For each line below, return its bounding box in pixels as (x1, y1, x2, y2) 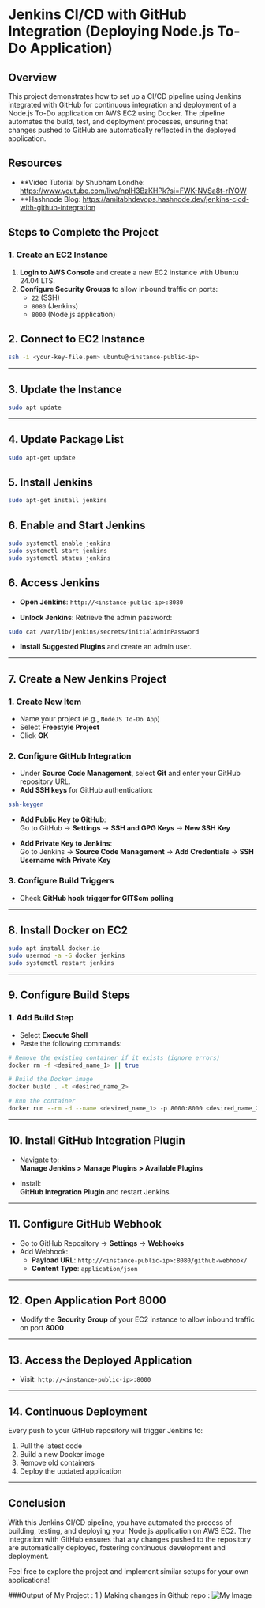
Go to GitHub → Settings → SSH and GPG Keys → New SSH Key (19, 823, 231, 833)
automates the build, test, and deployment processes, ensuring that (8, 117, 228, 126)
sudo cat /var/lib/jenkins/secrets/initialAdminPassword (8, 627, 200, 636)
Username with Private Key (19, 856, 111, 865)
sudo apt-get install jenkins (8, 497, 108, 505)
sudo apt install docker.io (8, 944, 101, 952)
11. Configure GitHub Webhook (8, 1217, 162, 1231)
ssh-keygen (8, 800, 44, 808)
